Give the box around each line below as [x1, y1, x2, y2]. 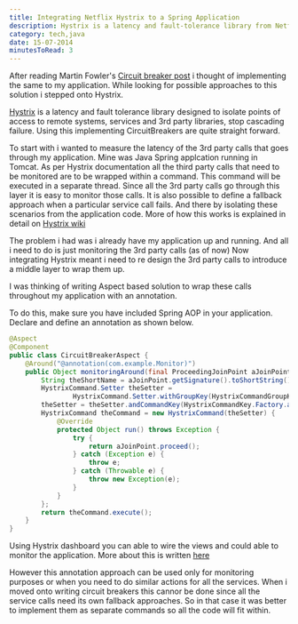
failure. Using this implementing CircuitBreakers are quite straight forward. [9, 125, 281, 136]
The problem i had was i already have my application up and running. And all [9, 236, 289, 246]
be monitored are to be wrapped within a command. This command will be [9, 171, 281, 182]
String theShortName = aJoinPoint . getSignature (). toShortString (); [41, 375, 295, 385]
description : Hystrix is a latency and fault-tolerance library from [9, 21, 272, 30]
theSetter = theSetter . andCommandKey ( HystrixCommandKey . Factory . [41, 401, 288, 410]
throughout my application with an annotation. [9, 291, 177, 301]
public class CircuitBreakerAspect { [9, 350, 149, 360]
